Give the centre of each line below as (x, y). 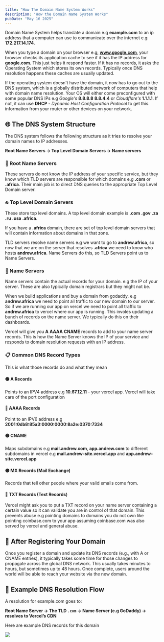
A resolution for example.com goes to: (44, 601)
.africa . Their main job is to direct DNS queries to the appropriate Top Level (81, 185)
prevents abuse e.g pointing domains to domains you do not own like (74, 516)
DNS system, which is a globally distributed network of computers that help (81, 88)
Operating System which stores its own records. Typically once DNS (74, 68)
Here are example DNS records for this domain (52, 625)
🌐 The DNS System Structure (50, 124)
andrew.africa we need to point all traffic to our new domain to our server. (80, 301)
